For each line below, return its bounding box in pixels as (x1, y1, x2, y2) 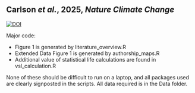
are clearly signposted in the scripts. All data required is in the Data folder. (6, 80, 188, 87)
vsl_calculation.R (14, 62, 56, 69)
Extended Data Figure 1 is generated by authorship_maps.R (14, 50, 160, 57)
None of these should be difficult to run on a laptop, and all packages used (6, 73, 189, 81)
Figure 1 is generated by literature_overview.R (14, 43, 127, 50)
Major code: (6, 32, 36, 39)
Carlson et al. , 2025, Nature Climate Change (6, 5, 175, 15)
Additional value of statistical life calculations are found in (14, 56, 156, 63)
